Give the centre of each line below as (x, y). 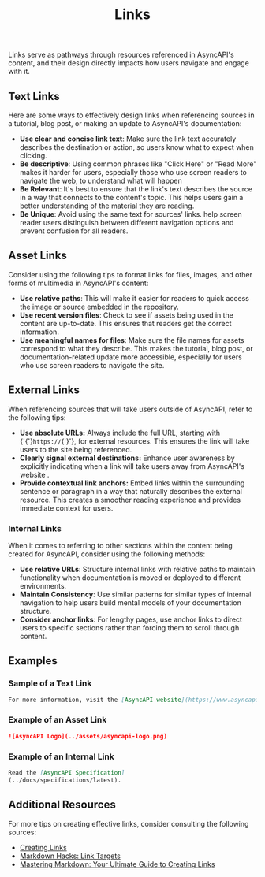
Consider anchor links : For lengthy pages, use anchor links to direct (131, 619)
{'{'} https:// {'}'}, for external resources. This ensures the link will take (134, 441)
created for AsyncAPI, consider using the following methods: (107, 554)
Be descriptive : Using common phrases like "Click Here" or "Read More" (138, 164)
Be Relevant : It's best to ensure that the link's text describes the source (136, 189)
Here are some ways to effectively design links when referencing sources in (131, 115)
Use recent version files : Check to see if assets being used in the (127, 315)
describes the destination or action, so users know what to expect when (137, 147)
